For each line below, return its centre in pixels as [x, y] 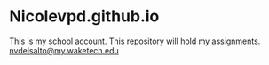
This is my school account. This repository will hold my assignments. [135, 41]
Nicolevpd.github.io [84, 16]
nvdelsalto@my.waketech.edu [64, 50]
